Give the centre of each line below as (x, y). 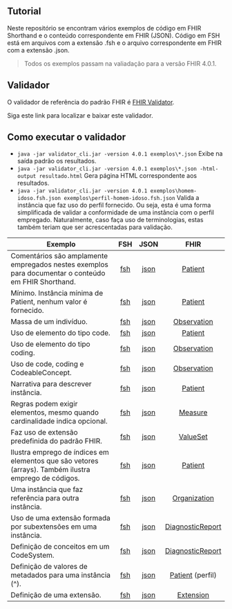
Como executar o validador (67, 137)
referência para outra (45, 498)
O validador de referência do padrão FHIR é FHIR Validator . (91, 102)
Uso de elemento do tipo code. (60, 333)
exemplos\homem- (174, 191)
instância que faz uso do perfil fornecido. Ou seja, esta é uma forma (114, 205)
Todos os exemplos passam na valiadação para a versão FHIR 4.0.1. (120, 63)
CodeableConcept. (41, 373)
